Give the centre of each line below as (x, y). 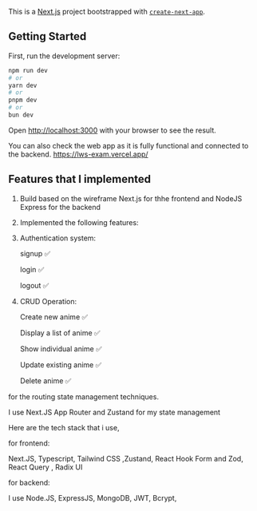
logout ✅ (34, 285)
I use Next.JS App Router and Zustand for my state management (115, 412)
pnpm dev (23, 100)
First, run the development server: (64, 56)
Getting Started (47, 36)
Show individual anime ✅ (61, 349)
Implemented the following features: (79, 222)
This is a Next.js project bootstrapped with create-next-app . (107, 12)
